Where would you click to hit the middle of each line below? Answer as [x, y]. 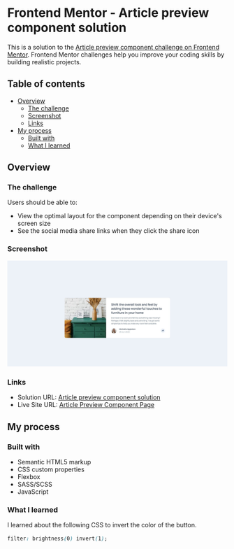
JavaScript [33, 492]
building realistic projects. [44, 62]
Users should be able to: [43, 202]
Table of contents [46, 84]
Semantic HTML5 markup [54, 462]
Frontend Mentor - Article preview [108, 13]
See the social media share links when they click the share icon [109, 231]
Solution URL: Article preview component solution [89, 397]
